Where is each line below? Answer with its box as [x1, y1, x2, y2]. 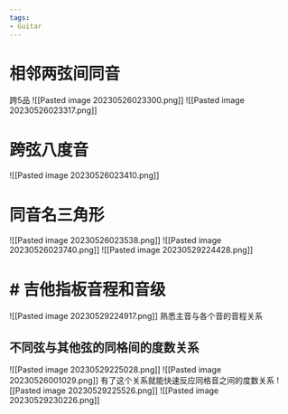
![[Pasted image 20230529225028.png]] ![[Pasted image [9, 364, 222, 375]
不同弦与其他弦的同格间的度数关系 [9, 340, 200, 355]
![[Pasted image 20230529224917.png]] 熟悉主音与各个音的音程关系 [9, 311, 264, 322]
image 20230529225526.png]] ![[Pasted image [42, 385, 219, 396]
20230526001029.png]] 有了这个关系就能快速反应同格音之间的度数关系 [9, 375, 275, 386]
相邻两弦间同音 [9, 63, 121, 84]
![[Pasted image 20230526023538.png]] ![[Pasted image [9, 235, 222, 246]
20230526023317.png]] [9, 105, 98, 116]
